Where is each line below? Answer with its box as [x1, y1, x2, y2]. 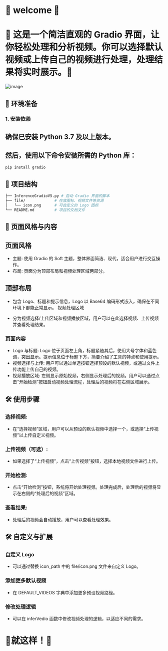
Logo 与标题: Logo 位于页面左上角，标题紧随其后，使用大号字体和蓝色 [12, 348, 157, 354]
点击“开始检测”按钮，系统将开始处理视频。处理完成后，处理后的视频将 [12, 484, 157, 490]
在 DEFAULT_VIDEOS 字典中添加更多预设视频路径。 [12, 589, 117, 595]
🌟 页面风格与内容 [5, 223, 57, 231]
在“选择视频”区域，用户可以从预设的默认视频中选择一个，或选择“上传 [12, 425, 154, 431]
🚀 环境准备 [5, 99, 37, 108]
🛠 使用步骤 [5, 395, 40, 403]
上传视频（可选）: [5, 446, 48, 453]
